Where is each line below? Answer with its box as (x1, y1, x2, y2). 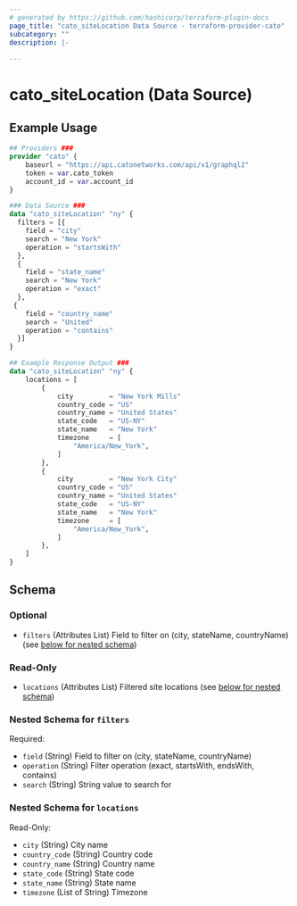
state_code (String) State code (21, 868, 135, 878)
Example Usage (9, 120, 98, 135)
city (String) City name (21, 839, 109, 850)
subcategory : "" (9, 29, 70, 38)
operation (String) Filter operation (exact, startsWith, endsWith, (21, 761, 255, 771)
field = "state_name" (25, 268, 105, 277)
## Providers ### (9, 144, 74, 153)
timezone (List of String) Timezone (21, 886, 149, 897)
